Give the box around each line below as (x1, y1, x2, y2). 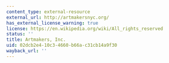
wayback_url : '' (6, 48, 47, 54)
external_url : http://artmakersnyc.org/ (6, 14, 110, 20)
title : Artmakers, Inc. (6, 37, 66, 43)
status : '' (6, 31, 34, 37)
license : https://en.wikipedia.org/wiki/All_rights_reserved (6, 25, 164, 32)
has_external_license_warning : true (6, 20, 98, 26)
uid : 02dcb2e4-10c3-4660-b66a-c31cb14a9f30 (6, 43, 118, 49)
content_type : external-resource (6, 8, 91, 15)
